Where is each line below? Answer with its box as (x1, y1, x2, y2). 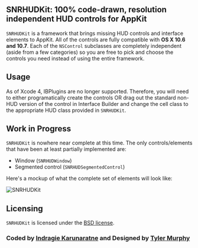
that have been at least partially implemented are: (6, 146, 127, 153)
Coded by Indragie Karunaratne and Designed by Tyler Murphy (6, 234, 190, 242)
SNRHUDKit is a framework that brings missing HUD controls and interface (6, 30, 184, 37)
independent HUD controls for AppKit (6, 14, 147, 24)
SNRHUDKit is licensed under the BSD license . (6, 219, 115, 227)
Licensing (6, 204, 43, 214)
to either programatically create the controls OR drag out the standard (6, 94, 176, 101)
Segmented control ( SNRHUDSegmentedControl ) (14, 163, 125, 170)
